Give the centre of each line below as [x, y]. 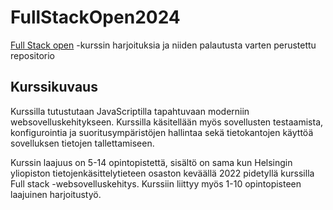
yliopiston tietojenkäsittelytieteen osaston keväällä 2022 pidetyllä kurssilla [162, 173]
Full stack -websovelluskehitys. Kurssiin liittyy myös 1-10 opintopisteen [156, 183]
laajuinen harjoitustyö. [56, 194]
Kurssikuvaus [54, 87]
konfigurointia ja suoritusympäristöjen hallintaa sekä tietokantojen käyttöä [162, 132]
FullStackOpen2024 [95, 17]
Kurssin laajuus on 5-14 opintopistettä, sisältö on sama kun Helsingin [151, 162]
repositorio [32, 55]
